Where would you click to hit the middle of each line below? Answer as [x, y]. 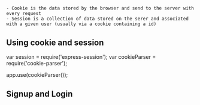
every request [24, 14]
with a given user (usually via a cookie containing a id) [81, 24]
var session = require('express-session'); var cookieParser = [81, 57]
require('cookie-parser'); [37, 64]
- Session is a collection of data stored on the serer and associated [97, 19]
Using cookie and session [55, 42]
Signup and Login [40, 94]
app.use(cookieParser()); [37, 75]
